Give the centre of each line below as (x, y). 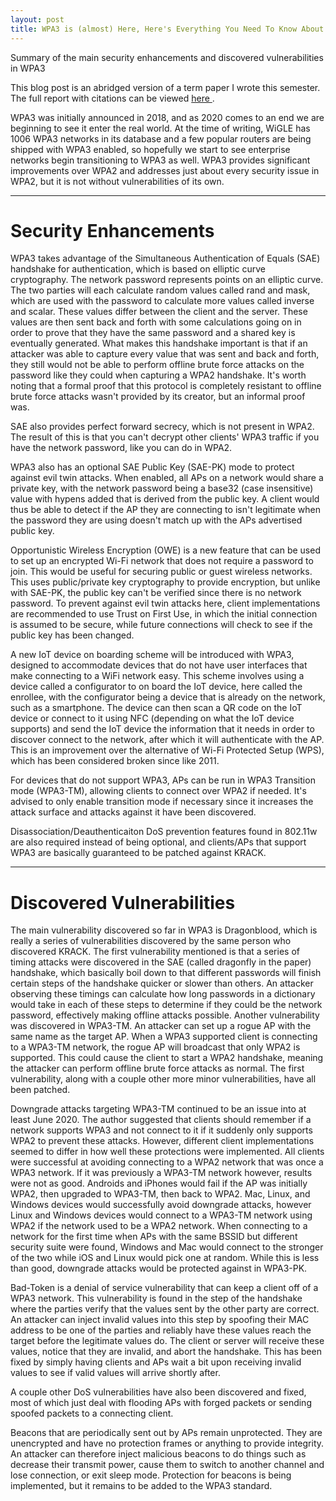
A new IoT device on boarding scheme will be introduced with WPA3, (152, 655)
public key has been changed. (72, 635)
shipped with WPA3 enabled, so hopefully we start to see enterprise (150, 149)
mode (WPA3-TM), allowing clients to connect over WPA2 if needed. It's (158, 791)
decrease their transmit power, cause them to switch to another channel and (167, 1465)
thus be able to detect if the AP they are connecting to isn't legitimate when (165, 510)
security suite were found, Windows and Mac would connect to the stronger (167, 1247)
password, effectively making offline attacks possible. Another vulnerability (165, 1015)
